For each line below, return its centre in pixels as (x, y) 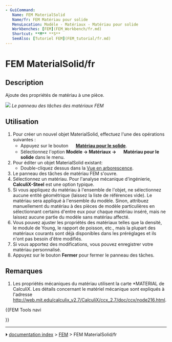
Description (24, 83)
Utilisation (22, 122)
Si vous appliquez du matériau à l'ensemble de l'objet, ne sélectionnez (87, 189)
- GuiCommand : (20, 10)
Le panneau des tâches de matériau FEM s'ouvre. (65, 173)
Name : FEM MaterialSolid (39, 15)
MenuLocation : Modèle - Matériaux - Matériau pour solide (75, 24)
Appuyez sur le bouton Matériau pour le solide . (73, 145)
